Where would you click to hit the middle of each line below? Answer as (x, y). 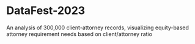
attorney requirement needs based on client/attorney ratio (79, 34)
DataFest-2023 (46, 11)
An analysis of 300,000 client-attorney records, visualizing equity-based (98, 28)
